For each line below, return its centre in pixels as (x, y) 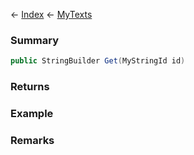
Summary (35, 40)
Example (32, 114)
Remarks (32, 140)
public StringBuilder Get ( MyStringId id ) (98, 61)
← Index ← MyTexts (51, 14)
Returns (30, 87)
